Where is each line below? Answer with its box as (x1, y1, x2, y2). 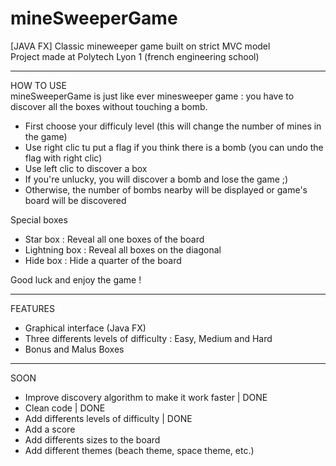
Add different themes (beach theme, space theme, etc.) (24, 444, 255, 456)
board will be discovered (24, 194, 127, 206)
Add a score (24, 423, 76, 435)
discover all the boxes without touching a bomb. (10, 100, 208, 112)
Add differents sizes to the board (24, 433, 161, 446)
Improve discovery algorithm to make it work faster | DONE (24, 391, 268, 403)
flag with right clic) (24, 152, 103, 164)
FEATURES (10, 302, 56, 314)
